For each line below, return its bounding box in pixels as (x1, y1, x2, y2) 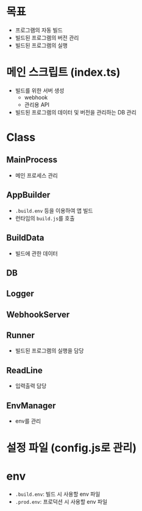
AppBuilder (6, 190, 51, 200)
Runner (6, 330, 35, 341)
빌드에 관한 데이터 (15, 250, 58, 257)
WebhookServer (6, 309, 70, 319)
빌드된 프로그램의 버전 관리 (15, 34, 79, 41)
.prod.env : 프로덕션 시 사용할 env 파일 (15, 498, 108, 505)
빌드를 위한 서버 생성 (15, 86, 65, 94)
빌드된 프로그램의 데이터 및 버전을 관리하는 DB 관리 (15, 108, 137, 116)
